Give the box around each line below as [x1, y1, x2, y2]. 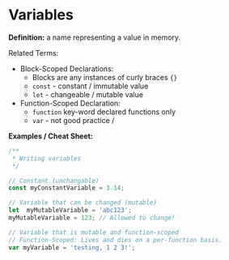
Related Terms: [8, 48, 59, 58]
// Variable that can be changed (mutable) [8, 198, 158, 207]
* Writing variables [11, 154, 82, 163]
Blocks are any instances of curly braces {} [32, 72, 178, 82]
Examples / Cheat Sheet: [8, 131, 93, 141]
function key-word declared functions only [32, 107, 176, 117]
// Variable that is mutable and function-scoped [8, 228, 180, 237]
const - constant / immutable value [32, 81, 149, 91]
